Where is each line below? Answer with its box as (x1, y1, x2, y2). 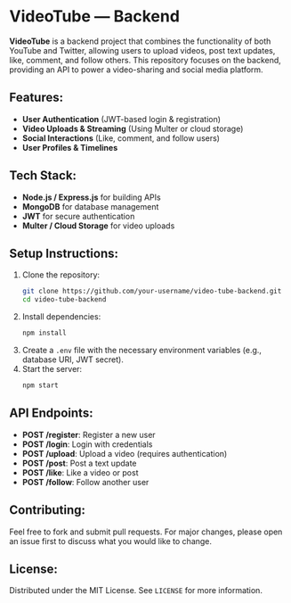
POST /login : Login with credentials (21, 439, 153, 450)
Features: (9, 90, 64, 105)
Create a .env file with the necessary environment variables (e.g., (21, 345, 263, 355)
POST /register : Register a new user (21, 429, 156, 440)
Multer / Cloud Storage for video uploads (21, 220, 175, 231)
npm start (21, 381, 60, 390)
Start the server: (21, 364, 83, 374)
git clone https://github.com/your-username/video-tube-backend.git (21, 287, 282, 296)
